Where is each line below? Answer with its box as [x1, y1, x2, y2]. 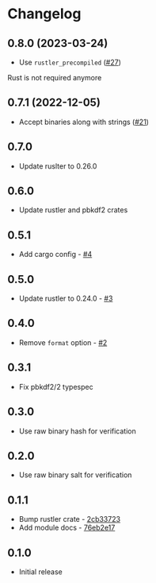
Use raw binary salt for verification [18, 470, 132, 480]
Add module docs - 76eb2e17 [18, 523, 116, 533]
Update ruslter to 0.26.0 [18, 161, 97, 171]
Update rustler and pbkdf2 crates [18, 205, 128, 215]
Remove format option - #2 [18, 337, 108, 347]
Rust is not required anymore [7, 73, 102, 82]
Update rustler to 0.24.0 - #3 [18, 293, 113, 303]
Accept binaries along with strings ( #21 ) [18, 117, 150, 126]
